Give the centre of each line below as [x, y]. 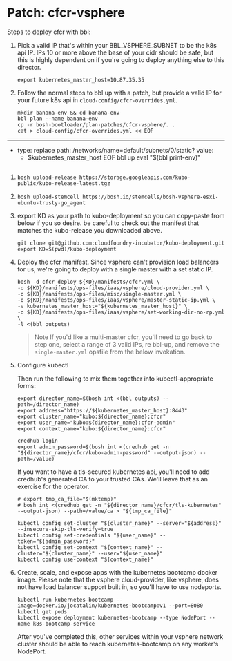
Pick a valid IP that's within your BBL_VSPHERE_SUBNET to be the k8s [117, 45]
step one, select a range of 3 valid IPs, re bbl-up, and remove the [127, 344]
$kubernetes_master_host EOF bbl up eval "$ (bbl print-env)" [114, 157]
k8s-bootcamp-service [64, 624]
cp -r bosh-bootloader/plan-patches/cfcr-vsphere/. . [96, 125]
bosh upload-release [47, 178]
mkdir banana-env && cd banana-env [68, 113]
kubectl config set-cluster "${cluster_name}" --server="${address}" [119, 523]
